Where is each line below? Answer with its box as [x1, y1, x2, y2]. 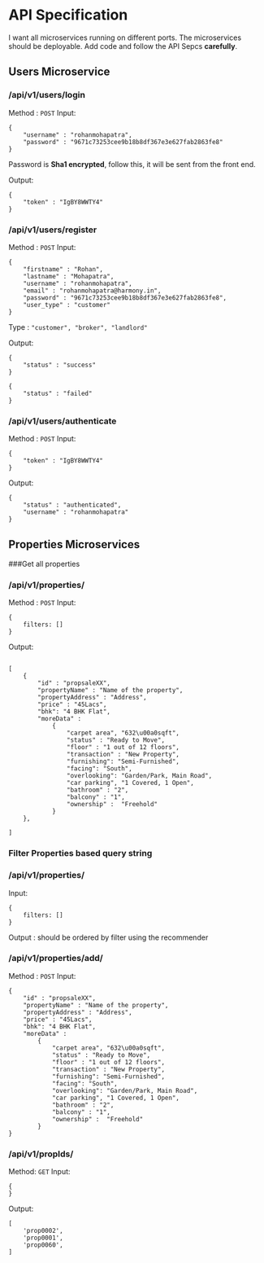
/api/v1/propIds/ [8, 1148, 74, 1160]
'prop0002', [23, 1227, 63, 1235]
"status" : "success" [23, 361, 96, 369]
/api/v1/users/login [8, 90, 85, 101]
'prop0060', [23, 1241, 63, 1249]
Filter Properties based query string [8, 848, 153, 859]
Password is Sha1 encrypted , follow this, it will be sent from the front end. [8, 159, 256, 169]
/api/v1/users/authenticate [8, 415, 117, 427]
